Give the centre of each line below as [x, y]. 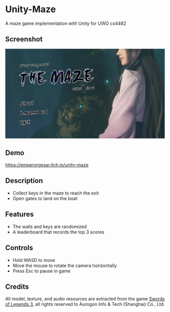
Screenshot [24, 39]
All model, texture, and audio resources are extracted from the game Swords [85, 299]
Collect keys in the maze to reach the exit [56, 193]
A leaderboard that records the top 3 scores [58, 232]
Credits [17, 286]
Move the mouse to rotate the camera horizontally [65, 265]
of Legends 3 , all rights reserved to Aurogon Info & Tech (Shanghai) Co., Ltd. [85, 304]
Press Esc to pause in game [41, 271]
